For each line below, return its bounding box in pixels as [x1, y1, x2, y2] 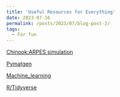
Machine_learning [6, 72, 52, 79]
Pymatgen [6, 60, 32, 68]
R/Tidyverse [6, 84, 37, 92]
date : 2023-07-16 [6, 15, 51, 21]
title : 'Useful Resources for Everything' [6, 9, 116, 15]
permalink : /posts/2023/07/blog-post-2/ [6, 20, 111, 26]
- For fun [12, 32, 37, 38]
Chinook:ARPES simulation [6, 48, 73, 56]
